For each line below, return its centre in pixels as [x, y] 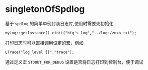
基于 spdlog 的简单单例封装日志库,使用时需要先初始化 [59, 23]
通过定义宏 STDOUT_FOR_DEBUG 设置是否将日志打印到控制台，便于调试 [74, 62]
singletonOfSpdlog [45, 9]
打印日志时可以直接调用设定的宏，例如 [44, 43]
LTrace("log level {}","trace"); [40, 52]
